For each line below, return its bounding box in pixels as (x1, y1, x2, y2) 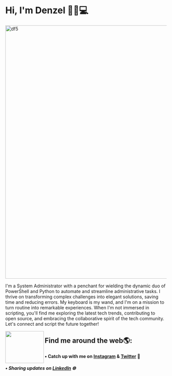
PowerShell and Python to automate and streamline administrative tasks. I (5, 288, 160, 294)
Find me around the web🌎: (45, 337, 133, 345)
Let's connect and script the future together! (5, 321, 99, 327)
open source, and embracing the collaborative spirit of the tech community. (5, 315, 165, 321)
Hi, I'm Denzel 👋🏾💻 (5, 5, 89, 16)
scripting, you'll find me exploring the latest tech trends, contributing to (5, 310, 155, 316)
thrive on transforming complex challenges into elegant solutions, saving (5, 294, 159, 300)
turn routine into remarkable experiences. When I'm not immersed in (5, 304, 149, 310)
